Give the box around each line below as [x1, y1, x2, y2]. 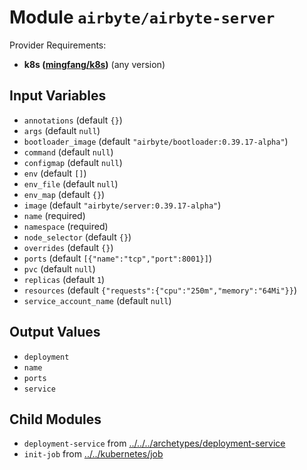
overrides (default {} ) [23, 241, 114, 253]
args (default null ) [23, 124, 101, 136]
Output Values [9, 324, 101, 341]
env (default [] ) [23, 167, 87, 179]
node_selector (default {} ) [23, 231, 132, 243]
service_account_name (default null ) [23, 294, 172, 306]
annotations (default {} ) [23, 114, 123, 126]
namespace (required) [23, 220, 109, 232]
